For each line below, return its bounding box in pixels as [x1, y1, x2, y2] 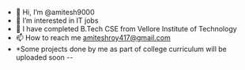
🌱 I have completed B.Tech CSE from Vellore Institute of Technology [15, 24, 237, 33]
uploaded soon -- [15, 53, 73, 62]
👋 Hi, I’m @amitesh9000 [15, 8, 95, 17]
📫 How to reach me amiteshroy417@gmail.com [15, 33, 171, 42]
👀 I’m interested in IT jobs [15, 16, 99, 25]
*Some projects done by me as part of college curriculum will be [15, 44, 228, 53]
